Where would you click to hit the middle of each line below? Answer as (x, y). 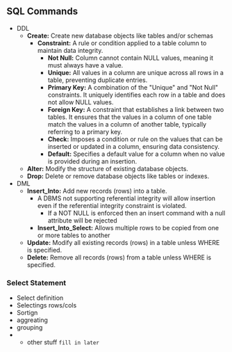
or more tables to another (74, 235)
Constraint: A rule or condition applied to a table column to (122, 43)
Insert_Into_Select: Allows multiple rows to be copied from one (128, 227)
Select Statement (36, 282)
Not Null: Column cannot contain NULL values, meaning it (130, 58)
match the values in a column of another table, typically (127, 124)
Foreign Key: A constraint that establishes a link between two (136, 109)
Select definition (40, 298)
